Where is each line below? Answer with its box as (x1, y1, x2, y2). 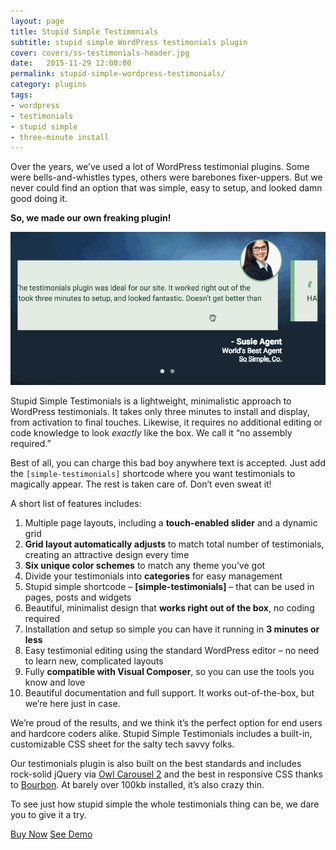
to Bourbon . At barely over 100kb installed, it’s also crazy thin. (10, 779, 265, 791)
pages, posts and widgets (24, 591, 132, 604)
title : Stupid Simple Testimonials (10, 26, 159, 37)
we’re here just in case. (24, 698, 121, 710)
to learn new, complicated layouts (24, 655, 164, 667)
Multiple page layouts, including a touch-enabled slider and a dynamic (24, 517, 318, 529)
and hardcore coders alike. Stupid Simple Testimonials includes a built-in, (10, 728, 313, 740)
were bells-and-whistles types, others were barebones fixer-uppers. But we (10, 171, 323, 184)
